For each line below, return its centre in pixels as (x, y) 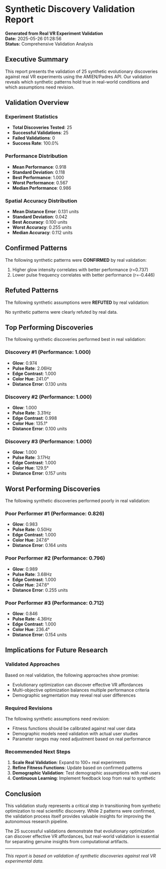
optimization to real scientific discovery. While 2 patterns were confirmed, (80, 811)
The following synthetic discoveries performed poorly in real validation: (78, 501)
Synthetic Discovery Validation (70, 9)
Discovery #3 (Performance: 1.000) (49, 441)
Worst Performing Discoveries (53, 489)
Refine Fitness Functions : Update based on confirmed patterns (77, 768)
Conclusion (23, 794)
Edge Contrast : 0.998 (35, 418)
